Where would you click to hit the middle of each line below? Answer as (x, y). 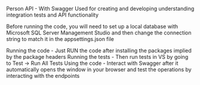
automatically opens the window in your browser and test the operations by (99, 70)
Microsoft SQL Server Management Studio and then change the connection (99, 33)
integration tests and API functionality (52, 15)
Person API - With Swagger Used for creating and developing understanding (100, 9)
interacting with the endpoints (43, 76)
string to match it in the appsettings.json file (60, 39)
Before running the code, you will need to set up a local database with (92, 26)
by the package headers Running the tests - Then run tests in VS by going (97, 57)
